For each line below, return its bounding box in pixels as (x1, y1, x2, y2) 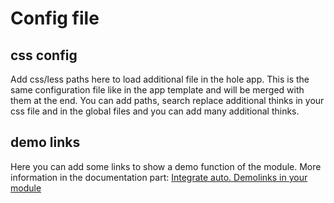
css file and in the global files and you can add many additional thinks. (10, 105, 300, 117)
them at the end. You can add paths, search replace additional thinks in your (10, 95, 325, 106)
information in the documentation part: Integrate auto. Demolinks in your (10, 171, 308, 183)
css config (10, 47, 78, 64)
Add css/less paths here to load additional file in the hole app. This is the (10, 73, 310, 85)
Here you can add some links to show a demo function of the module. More (10, 160, 322, 172)
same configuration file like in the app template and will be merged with (10, 84, 305, 96)
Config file (10, 7, 100, 30)
